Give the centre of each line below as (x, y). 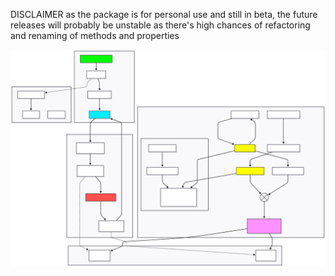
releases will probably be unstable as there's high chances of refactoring (160, 25)
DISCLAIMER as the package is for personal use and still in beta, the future (164, 14)
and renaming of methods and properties (95, 35)
